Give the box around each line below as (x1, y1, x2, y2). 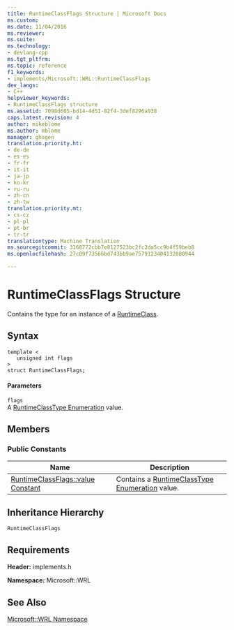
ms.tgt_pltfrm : (7, 56, 52, 63)
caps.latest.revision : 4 (7, 114, 79, 121)
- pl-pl (7, 218, 30, 225)
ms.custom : (7, 17, 39, 24)
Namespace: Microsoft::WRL (7, 576, 91, 585)
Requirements (7, 544, 70, 556)
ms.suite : (7, 36, 36, 43)
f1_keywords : (7, 68, 45, 75)
